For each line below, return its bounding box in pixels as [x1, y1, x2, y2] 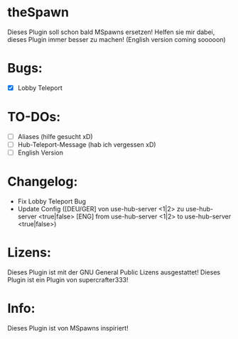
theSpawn [7, 4, 70, 21]
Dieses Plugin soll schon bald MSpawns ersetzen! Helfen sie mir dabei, [7, 28, 215, 36]
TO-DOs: [7, 109, 61, 125]
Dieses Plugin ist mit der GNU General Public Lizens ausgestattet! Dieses [7, 267, 221, 277]
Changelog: [7, 174, 78, 190]
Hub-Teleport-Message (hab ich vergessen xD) [17, 140, 156, 149]
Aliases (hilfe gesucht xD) [17, 132, 94, 140]
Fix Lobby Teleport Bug [17, 197, 87, 206]
